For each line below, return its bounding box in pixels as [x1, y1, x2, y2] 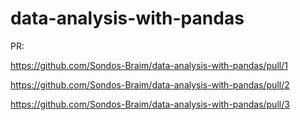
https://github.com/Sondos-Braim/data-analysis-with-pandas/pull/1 [10, 59, 288, 71]
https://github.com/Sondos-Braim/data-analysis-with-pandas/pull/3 [10, 98, 290, 110]
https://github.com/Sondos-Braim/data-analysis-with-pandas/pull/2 [10, 78, 290, 91]
